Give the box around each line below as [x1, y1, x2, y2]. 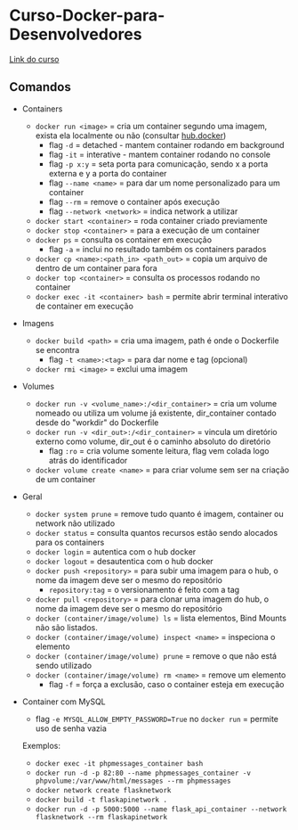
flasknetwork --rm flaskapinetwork [35, 812, 167, 821]
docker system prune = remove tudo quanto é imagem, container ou [35, 508, 285, 519]
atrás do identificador [48, 455, 128, 465]
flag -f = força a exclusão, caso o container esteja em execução [48, 678, 285, 689]
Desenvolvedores [9, 24, 142, 45]
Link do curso [9, 53, 60, 64]
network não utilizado [35, 518, 116, 529]
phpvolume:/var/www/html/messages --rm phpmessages [35, 777, 231, 785]
